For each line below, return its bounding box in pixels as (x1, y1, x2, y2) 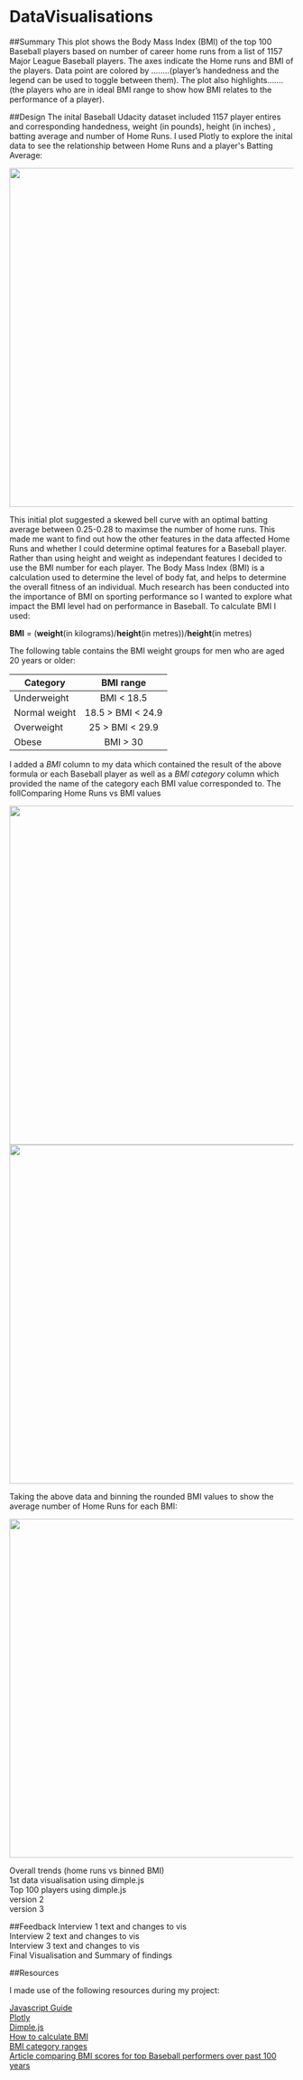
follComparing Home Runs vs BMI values (9, 787, 161, 798)
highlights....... (231, 74, 284, 85)
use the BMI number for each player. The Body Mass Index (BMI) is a (9, 562, 265, 573)
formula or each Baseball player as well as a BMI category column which (9, 768, 280, 779)
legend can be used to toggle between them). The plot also (9, 74, 230, 85)
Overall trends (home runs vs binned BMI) (9, 1865, 165, 1876)
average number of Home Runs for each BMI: (9, 1501, 178, 1511)
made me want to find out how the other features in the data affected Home (9, 533, 290, 544)
